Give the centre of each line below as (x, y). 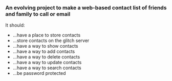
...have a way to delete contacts (46, 57)
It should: (15, 25)
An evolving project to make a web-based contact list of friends (86, 8)
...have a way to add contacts (44, 52)
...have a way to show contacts (45, 46)
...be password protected (39, 73)
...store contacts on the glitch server (51, 40)
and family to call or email (38, 14)
